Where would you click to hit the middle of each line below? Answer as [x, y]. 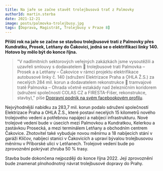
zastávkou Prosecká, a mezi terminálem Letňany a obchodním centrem [76, 128]
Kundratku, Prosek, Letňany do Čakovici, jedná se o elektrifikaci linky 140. [82, 47]
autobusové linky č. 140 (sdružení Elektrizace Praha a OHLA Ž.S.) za [86, 77]
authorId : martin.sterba [30, 14]
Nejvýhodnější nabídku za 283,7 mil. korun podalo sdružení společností [77, 107]
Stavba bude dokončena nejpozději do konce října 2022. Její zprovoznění [79, 158]
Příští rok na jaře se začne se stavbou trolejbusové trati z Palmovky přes [80, 42]
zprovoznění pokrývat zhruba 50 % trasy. [47, 149]
